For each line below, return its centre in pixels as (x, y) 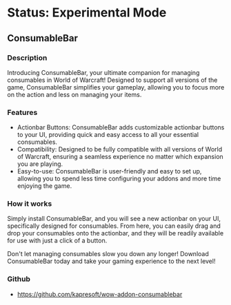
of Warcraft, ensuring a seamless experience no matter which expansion (120, 157)
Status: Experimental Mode (87, 13)
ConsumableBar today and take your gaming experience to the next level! (111, 261)
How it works (30, 204)
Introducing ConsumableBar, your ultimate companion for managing (103, 72)
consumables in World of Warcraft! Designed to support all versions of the (112, 80)
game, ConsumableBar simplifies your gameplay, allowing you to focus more (116, 87)
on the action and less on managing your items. (74, 94)
